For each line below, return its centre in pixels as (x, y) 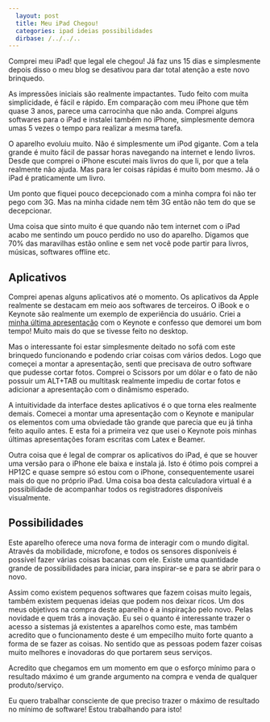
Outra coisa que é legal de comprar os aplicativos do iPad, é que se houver (133, 455)
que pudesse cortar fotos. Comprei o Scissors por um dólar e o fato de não (133, 372)
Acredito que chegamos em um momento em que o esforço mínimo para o (132, 668)
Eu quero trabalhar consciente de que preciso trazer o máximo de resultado (134, 700)
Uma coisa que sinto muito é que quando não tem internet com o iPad (124, 226)
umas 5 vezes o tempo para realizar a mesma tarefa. (96, 128)
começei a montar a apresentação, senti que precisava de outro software (130, 364)
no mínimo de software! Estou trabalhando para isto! (96, 709)
